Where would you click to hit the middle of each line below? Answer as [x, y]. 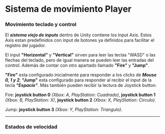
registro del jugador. [26, 46]
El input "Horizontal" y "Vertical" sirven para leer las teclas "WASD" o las [80, 55]
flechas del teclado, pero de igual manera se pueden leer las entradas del [79, 60]
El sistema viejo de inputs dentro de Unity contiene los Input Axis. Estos [78, 35]
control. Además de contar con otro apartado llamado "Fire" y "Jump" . [77, 65]
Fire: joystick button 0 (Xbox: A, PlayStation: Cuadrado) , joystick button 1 [80, 95]
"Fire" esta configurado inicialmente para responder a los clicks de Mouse [81, 75]
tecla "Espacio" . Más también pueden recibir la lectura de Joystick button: [81, 85]
